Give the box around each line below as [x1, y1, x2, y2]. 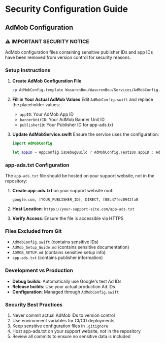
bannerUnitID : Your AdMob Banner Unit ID [19, 117, 105, 123]
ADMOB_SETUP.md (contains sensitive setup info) [12, 250, 106, 256]
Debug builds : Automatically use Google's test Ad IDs [12, 278, 122, 284]
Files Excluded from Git [5, 228, 62, 235]
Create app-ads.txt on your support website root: [12, 188, 114, 194]
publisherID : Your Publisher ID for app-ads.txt [19, 122, 113, 128]
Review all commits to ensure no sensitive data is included [12, 333, 131, 339]
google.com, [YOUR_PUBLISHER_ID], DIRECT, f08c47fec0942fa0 [12, 197, 138, 202]
